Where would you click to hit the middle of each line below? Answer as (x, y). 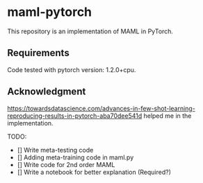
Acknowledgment (47, 92)
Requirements (38, 53)
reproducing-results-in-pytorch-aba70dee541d (75, 116)
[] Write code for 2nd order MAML (66, 164)
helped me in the (168, 116)
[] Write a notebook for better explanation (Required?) (94, 172)
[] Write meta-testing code (55, 150)
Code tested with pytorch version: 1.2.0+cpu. (72, 69)
